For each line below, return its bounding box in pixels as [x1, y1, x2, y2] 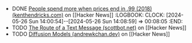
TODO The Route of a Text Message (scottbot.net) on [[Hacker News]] [11, 24, 187, 31]
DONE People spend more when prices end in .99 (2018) [11, 5, 152, 12]
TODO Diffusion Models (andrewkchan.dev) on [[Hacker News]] [11, 30, 170, 38]
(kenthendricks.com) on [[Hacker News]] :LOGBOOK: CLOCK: [11, 11, 165, 19]
